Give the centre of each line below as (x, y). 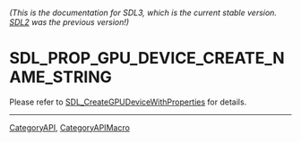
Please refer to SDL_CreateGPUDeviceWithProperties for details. (128, 102)
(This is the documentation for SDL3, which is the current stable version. (143, 13)
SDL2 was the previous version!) (69, 21)
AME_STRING (60, 77)
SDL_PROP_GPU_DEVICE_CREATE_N (147, 58)
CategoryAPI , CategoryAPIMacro (69, 127)
